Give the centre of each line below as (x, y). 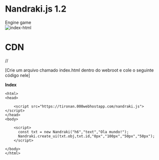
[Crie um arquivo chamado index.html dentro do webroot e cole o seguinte (79, 70)
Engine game (18, 22)
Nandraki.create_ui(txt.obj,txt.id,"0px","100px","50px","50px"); (86, 136)
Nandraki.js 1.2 (36, 9)
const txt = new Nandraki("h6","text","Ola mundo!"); (73, 132)
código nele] (18, 75)
